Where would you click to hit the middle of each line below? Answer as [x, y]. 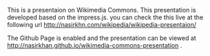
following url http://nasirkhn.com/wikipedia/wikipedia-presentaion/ [102, 25]
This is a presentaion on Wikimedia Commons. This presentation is [102, 10]
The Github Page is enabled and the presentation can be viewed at [102, 38]
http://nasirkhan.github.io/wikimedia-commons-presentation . [95, 45]
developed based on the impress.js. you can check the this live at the [105, 17]
